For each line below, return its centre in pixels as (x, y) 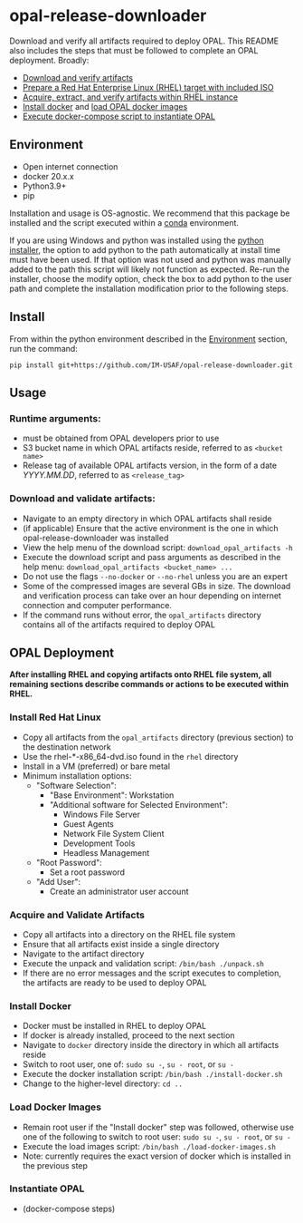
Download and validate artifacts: (82, 499)
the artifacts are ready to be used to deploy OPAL (114, 982)
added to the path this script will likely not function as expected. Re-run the (150, 269)
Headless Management (106, 852)
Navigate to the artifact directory (83, 954)
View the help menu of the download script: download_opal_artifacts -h (158, 547)
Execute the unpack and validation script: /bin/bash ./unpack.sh (143, 963)
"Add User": (58, 881)
